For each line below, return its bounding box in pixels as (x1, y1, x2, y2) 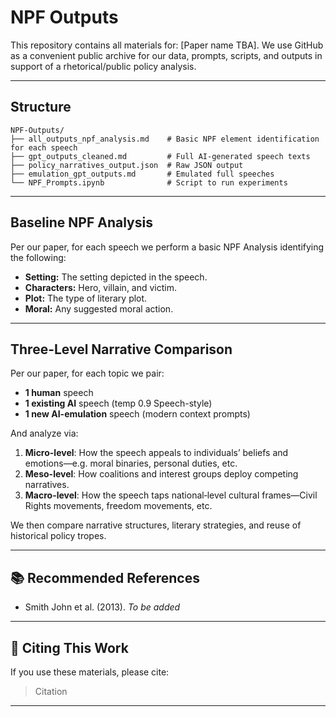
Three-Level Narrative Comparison (10, 341, 233, 358)
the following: (10, 251, 67, 263)
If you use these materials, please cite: (10, 666, 170, 678)
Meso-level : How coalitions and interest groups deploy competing (24, 468, 299, 480)
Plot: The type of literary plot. (24, 292, 148, 304)
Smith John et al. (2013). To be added (24, 601, 181, 613)
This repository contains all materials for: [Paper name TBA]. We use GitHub (10, 39, 324, 51)
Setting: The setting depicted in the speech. (24, 271, 208, 283)
